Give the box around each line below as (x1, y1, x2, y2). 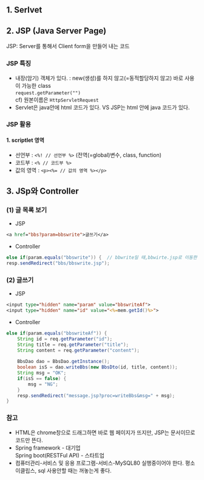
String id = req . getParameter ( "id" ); (17, 336, 113, 342)
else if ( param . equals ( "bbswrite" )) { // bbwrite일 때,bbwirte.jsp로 (6, 255, 182, 261)
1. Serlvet (6, 5, 42, 15)
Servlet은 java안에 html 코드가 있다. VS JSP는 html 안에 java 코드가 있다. (15, 104, 190, 111)
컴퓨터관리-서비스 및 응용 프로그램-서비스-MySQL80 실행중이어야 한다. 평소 (15, 459, 195, 467)
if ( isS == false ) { (17, 375, 67, 381)
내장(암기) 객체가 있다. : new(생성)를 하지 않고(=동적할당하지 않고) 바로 (15, 74, 183, 82)
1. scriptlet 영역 (6, 136, 44, 144)
